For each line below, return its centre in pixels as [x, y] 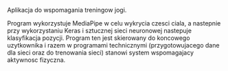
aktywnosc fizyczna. [36, 60]
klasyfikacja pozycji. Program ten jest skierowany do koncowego [99, 38]
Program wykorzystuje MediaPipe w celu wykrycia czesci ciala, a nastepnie [114, 23]
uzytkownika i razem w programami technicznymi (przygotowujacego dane [113, 45]
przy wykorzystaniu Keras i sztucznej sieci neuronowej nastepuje [100, 31]
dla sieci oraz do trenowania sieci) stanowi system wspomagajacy [101, 52]
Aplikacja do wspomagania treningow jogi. [67, 10]
